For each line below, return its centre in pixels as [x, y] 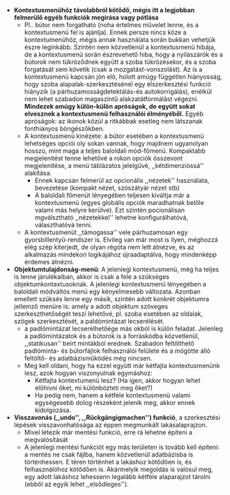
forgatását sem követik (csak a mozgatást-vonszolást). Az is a [113, 69]
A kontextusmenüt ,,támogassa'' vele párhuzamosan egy [106, 232]
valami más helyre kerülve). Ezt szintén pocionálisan [109, 210]
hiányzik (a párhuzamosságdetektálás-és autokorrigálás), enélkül [118, 91]
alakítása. [38, 173]
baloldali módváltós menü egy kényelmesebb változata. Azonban [107, 291]
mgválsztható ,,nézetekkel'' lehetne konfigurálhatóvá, [111, 218]
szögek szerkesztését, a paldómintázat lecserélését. [89, 321]
